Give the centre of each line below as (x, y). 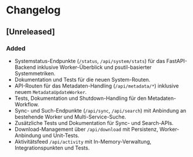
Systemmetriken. (35, 73)
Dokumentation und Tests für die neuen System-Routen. (82, 79)
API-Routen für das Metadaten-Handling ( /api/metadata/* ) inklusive (97, 86)
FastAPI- (177, 61)
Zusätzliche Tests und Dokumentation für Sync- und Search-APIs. (94, 123)
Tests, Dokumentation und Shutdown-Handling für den (80, 98)
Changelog (33, 10)
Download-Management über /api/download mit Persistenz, (86, 129)
